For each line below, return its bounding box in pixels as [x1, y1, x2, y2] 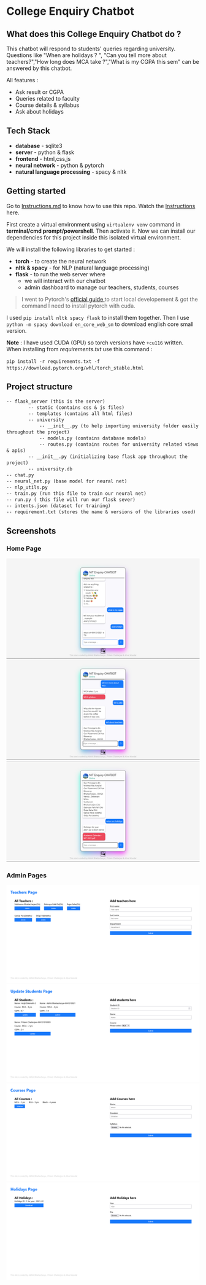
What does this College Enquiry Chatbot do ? [6, 29, 181, 39]
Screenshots [6, 526, 56, 536]
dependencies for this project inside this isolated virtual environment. [6, 233, 181, 241]
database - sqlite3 [15, 142, 63, 149]
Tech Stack [6, 126, 50, 136]
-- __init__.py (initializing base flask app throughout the [28, 454, 188, 460]
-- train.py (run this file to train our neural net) [6, 491, 147, 497]
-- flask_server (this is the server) [6, 398, 105, 405]
